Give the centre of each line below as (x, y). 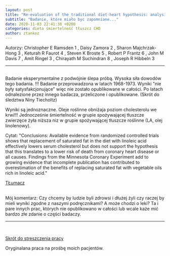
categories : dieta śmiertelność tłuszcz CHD (53, 29)
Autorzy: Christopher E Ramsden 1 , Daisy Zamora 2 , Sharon (68, 48)
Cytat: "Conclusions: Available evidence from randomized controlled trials (82, 135)
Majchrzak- (144, 48)
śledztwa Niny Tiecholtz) (31, 100)
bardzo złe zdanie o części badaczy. (43, 214)
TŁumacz (15, 183)
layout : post (19, 10)
